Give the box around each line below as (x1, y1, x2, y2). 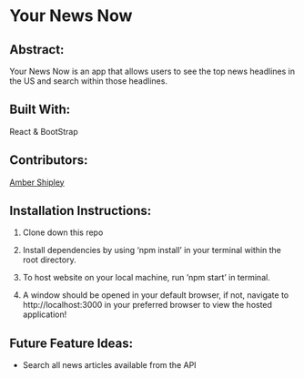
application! (22, 309, 67, 320)
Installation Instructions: (9, 203, 152, 219)
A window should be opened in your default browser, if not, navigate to (22, 290, 289, 301)
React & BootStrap (9, 126, 79, 137)
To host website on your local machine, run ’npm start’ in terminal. (22, 272, 270, 283)
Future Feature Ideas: (9, 335, 134, 351)
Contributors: (9, 152, 88, 169)
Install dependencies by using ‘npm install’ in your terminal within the (22, 245, 282, 256)
